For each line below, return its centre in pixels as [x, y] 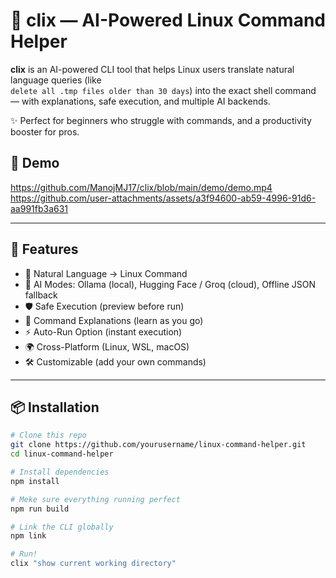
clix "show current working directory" [93, 564]
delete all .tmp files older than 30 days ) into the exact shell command [163, 90]
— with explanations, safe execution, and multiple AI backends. [140, 101]
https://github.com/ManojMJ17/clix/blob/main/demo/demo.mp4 [141, 187]
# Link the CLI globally [62, 527]
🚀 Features [44, 249]
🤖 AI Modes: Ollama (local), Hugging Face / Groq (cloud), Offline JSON [170, 284]
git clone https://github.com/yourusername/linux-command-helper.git [158, 445]
